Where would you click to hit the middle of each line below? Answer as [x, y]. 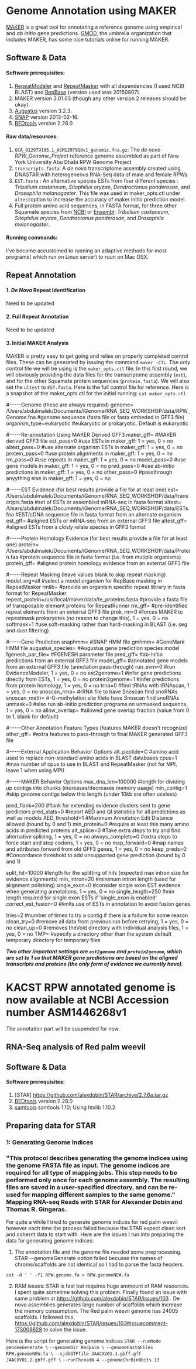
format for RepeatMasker [36, 593]
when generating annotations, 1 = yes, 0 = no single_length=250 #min [90, 891]
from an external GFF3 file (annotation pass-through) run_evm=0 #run [91, 666]
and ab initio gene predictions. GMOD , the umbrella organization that [89, 33]
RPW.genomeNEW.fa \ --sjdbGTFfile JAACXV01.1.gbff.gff [74, 1354]
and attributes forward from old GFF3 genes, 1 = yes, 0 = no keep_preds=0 [97, 849]
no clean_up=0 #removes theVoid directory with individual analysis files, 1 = [97, 928]
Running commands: [32, 238]
